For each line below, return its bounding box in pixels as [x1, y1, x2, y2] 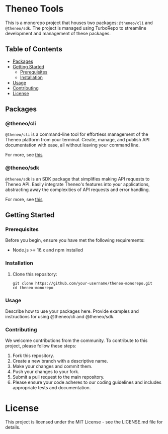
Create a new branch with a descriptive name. [12, 358, 108, 364]
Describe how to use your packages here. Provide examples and [5, 308, 139, 314]
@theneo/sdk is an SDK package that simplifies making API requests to [5, 176, 150, 182]
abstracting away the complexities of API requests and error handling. [5, 187, 150, 193]
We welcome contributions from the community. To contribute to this [5, 337, 148, 343]
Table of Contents [5, 45, 63, 53]
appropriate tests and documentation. [12, 385, 91, 391]
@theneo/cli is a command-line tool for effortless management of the [5, 131, 148, 137]
